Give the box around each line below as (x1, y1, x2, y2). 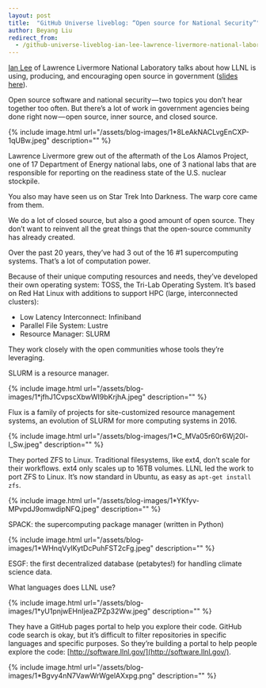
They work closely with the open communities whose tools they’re (8, 344, 224, 354)
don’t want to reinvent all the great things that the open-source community (8, 224, 252, 234)
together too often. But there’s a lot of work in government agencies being (8, 104, 249, 113)
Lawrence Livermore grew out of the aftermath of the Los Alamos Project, (8, 152, 249, 161)
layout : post (8, 11, 51, 20)
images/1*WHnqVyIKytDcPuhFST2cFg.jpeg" (8, 544, 154, 553)
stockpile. (8, 176, 40, 186)
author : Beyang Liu (8, 26, 73, 34)
